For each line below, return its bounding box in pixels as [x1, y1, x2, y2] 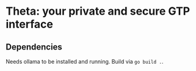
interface [5, 17, 53, 31]
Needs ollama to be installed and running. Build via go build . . [5, 58, 164, 65]
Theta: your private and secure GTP [5, 4, 191, 18]
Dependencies [5, 42, 62, 52]
